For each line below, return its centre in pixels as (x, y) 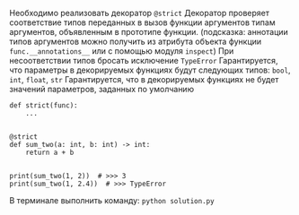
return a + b (50, 152)
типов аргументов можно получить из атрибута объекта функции (136, 41)
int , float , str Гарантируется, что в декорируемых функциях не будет (144, 79)
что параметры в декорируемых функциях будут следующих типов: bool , (150, 70)
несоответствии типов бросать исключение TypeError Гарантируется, (144, 60)
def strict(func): (44, 106)
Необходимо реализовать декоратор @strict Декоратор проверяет (140, 13)
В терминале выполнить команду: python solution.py (112, 200)
